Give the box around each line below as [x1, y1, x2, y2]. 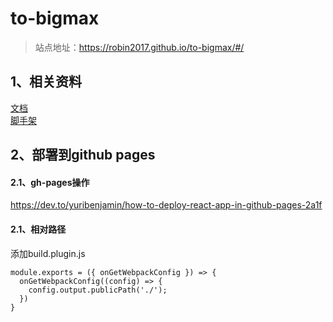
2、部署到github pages [10, 147, 156, 164]
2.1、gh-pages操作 [10, 176, 90, 188]
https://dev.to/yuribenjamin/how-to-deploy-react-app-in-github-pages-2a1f [10, 199, 323, 211]
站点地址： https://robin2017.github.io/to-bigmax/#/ [34, 41, 245, 53]
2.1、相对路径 [10, 223, 67, 235]
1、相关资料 [10, 73, 83, 91]
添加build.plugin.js [10, 247, 86, 259]
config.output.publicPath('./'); [28, 285, 168, 295]
